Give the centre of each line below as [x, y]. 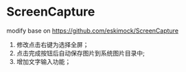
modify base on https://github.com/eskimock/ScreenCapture [93, 31]
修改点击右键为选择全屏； [53, 44]
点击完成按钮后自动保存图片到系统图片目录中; [81, 53]
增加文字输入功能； [44, 61]
